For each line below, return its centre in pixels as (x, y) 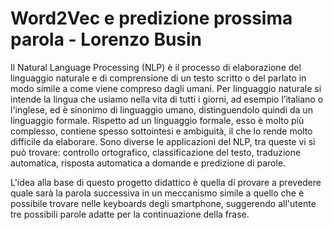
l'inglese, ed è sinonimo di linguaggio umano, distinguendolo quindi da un (161, 109)
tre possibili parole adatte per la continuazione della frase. (130, 214)
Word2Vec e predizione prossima (151, 18)
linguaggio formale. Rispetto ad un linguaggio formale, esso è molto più (157, 120)
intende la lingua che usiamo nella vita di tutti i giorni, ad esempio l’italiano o (167, 99)
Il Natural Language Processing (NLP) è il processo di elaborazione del (156, 67)
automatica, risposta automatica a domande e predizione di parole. (148, 163)
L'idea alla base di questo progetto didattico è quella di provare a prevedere (166, 182)
